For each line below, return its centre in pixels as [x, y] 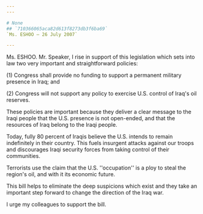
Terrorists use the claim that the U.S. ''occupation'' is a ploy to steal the [96, 168]
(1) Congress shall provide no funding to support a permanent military [94, 75]
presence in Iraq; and [33, 82]
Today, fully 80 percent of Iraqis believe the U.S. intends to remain [90, 137]
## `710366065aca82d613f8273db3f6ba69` [57, 29]
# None [15, 23]
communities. [24, 156]
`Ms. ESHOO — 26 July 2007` [42, 34]
